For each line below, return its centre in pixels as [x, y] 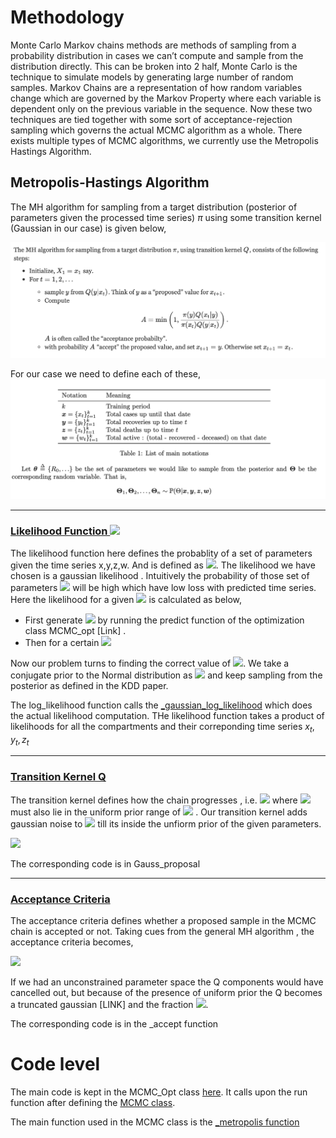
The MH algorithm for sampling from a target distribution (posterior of [154, 207]
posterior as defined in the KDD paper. [89, 685]
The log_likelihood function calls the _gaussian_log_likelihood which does [161, 705]
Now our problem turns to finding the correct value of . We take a [150, 663]
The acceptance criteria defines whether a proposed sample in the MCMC [163, 920]
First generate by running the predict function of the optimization [164, 620]
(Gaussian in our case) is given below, [88, 228]
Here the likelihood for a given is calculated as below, [126, 599]
